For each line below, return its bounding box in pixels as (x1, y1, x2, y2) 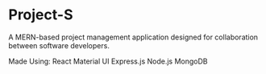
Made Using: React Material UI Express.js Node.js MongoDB (8, 56, 208, 66)
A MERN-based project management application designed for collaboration (8, 32, 259, 42)
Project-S (8, 6, 73, 24)
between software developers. (8, 40, 110, 50)
